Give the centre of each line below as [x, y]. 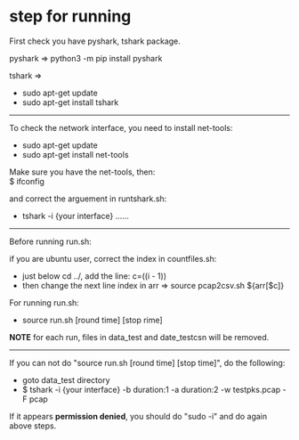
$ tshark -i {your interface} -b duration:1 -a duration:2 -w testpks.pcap [151, 389]
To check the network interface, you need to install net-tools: [121, 127]
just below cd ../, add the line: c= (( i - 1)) [94, 276]
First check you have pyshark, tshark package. [95, 41]
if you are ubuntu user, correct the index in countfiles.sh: [113, 258]
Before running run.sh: [50, 241]
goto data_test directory [66, 379]
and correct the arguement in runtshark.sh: [88, 199]
